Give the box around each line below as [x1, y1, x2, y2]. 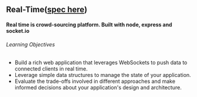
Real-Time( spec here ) [6, 5, 88, 15]
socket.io [6, 27, 29, 34]
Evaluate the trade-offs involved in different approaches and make [14, 78, 175, 85]
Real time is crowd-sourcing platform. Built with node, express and [6, 21, 172, 28]
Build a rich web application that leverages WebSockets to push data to [14, 59, 188, 66]
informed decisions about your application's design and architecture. [14, 84, 182, 91]
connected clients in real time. [14, 65, 88, 72]
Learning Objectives [6, 41, 55, 48]
